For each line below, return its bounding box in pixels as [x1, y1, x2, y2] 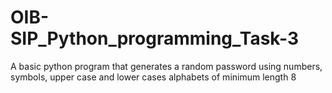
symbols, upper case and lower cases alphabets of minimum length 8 [10, 71, 297, 83]
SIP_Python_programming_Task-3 [10, 27, 300, 50]
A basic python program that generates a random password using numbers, [10, 60, 323, 72]
